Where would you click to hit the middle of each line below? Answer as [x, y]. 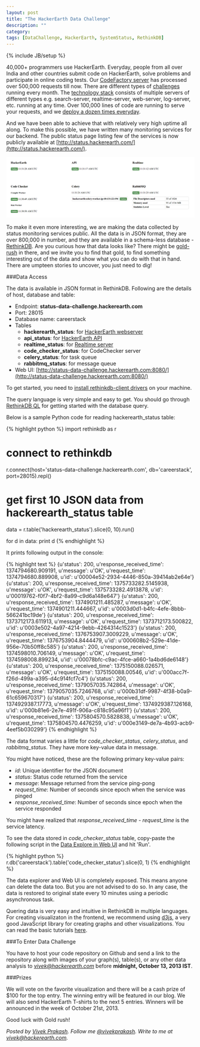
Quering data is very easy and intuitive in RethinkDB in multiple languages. [98, 911]
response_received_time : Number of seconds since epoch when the [99, 802]
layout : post [22, 13]
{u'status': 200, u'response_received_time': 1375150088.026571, [85, 666]
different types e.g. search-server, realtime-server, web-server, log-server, [99, 99]
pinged [24, 796]
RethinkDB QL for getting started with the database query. [78, 406]
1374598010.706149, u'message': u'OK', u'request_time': [76, 653]
